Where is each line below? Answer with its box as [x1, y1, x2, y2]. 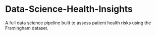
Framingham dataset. [5, 25, 49, 31]
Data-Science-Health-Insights [5, 3, 133, 15]
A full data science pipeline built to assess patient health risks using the [5, 20, 151, 26]
